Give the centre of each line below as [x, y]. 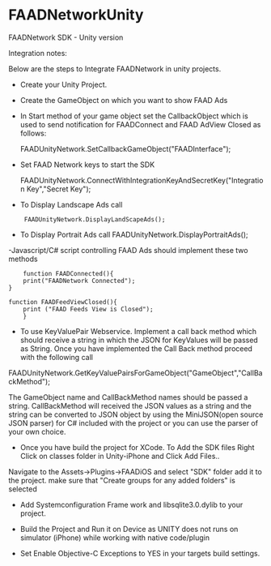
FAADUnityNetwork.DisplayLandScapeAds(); [95, 219]
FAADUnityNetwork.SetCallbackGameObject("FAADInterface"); [125, 148]
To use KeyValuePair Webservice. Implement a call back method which [138, 331]
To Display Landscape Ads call [71, 204]
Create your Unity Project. [64, 84]
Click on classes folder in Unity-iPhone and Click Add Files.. [120, 456]
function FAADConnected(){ [68, 273]
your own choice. [37, 431]
